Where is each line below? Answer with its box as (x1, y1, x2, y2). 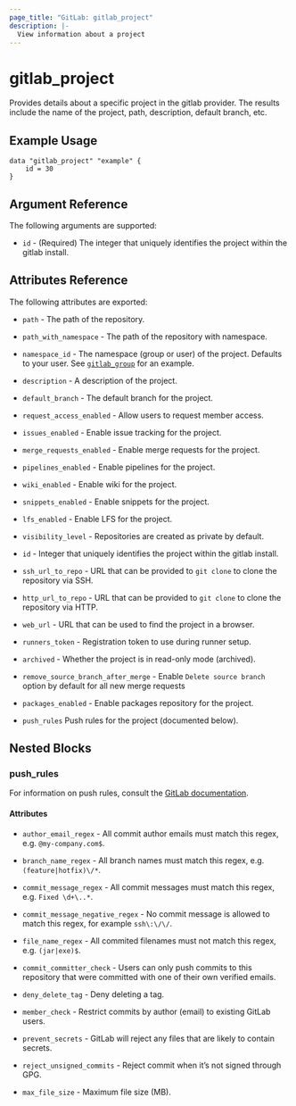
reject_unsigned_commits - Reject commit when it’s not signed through (21, 1060, 282, 1070)
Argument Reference (9, 196, 128, 212)
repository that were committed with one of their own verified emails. (21, 971, 276, 982)
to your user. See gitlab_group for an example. (21, 358, 194, 369)
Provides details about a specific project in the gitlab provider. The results (9, 97, 280, 108)
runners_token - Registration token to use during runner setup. (21, 636, 251, 647)
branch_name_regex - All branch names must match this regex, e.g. (21, 854, 265, 866)
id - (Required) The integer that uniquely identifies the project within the (21, 237, 288, 248)
